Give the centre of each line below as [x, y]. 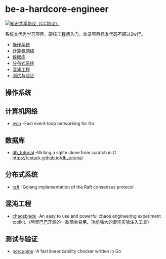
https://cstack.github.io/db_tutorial [47, 158]
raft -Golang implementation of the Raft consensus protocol [73, 187]
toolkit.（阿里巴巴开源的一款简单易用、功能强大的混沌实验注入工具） [82, 222]
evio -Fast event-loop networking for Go [53, 124]
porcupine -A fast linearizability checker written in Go [66, 251]
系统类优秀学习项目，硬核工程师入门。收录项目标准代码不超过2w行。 [75, 34]
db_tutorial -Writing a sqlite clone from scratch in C [64, 152]
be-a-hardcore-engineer [57, 9]
